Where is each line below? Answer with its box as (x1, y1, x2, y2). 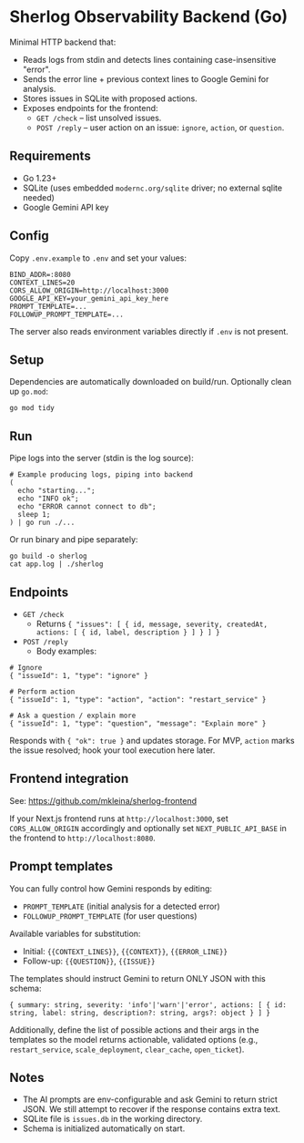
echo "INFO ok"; (17, 494, 79, 503)
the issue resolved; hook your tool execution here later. (9, 745, 216, 756)
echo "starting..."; (17, 486, 96, 496)
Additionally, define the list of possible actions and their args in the (9, 1024, 259, 1035)
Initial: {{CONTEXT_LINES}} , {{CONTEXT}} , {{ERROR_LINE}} (22, 945, 228, 956)
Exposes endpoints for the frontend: (22, 102, 158, 113)
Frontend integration (9, 771, 129, 787)
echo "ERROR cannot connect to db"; (17, 502, 157, 511)
